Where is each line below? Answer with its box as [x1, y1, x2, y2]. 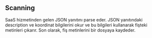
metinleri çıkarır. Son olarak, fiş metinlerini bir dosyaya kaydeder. [5, 27, 136, 33]
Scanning [5, 4, 35, 12]
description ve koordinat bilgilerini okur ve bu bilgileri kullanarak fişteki [5, 22, 148, 28]
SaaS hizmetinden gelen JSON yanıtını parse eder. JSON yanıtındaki [5, 17, 143, 22]
